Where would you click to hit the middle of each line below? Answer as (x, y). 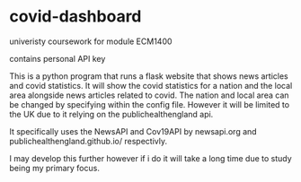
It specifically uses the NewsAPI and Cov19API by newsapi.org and (133, 131)
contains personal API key (58, 58)
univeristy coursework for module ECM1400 (91, 41)
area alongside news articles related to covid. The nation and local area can (149, 95)
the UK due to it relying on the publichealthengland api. (111, 114)
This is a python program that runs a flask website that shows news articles (149, 76)
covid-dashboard (75, 17)
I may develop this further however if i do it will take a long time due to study (150, 158)
